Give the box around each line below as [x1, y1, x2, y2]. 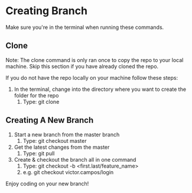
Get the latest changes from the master [14, 143, 110, 151]
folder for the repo [14, 91, 59, 99]
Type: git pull [22, 149, 55, 157]
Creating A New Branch [5, 115, 94, 125]
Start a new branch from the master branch [14, 131, 120, 138]
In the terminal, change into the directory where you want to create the [14, 86, 187, 93]
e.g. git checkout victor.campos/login [22, 168, 114, 175]
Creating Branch [5, 4, 88, 18]
